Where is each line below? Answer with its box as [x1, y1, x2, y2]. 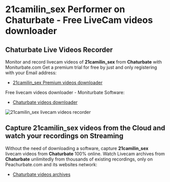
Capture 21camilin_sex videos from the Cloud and [5, 124, 165, 133]
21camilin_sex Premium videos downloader [12, 80, 103, 85]
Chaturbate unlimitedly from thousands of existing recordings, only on [5, 156, 153, 162]
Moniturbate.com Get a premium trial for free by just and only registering [5, 65, 157, 70]
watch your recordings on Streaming [5, 132, 123, 140]
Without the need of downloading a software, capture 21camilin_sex [5, 145, 149, 151]
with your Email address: [5, 70, 57, 76]
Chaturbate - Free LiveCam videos [5, 14, 153, 26]
